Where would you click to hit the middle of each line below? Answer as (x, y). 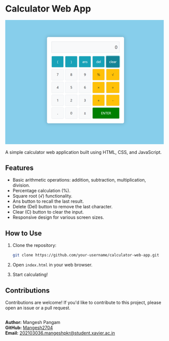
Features (19, 168)
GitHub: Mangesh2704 (29, 328)
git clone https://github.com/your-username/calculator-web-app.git (86, 255)
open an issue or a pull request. (38, 308)
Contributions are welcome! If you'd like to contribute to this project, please (83, 302)
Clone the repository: (34, 245)
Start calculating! (30, 275)
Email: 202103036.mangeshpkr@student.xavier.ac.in (60, 333)
